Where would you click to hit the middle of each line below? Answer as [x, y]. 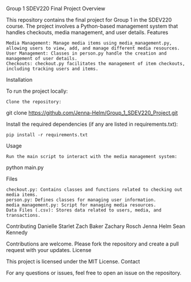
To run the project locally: [37, 91]
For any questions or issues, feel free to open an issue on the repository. [94, 273]
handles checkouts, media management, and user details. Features [87, 32]
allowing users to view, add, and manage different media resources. [93, 48]
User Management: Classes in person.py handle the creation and [86, 53]
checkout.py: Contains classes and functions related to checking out [94, 190]
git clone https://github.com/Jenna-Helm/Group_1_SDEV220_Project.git [92, 113]
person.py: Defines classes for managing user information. [81, 200]
